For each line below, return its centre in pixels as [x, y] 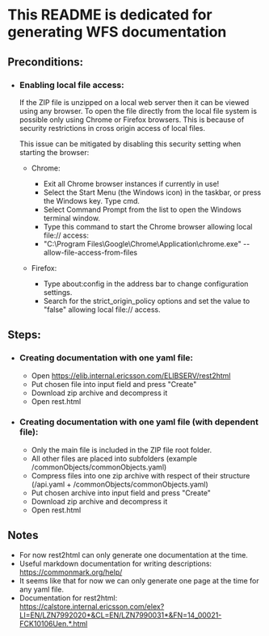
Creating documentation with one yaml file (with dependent [139, 422]
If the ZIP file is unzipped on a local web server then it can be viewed [134, 102]
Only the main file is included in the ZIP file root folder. [121, 449]
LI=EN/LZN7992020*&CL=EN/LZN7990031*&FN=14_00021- [120, 615]
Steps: [24, 335]
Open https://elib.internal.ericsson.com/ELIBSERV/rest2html [131, 375]
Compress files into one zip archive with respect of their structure [141, 475]
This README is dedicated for [110, 15]
